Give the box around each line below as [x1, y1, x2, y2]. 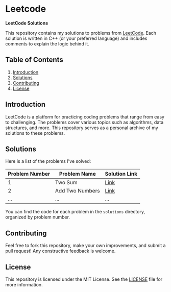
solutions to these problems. [5, 130, 65, 136]
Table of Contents [5, 56, 64, 64]
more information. [5, 282, 43, 287]
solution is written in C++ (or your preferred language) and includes [5, 35, 148, 41]
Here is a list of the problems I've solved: [5, 158, 91, 164]
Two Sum [55, 179, 78, 186]
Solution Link [105, 171, 138, 178]
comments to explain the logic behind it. [5, 40, 89, 46]
